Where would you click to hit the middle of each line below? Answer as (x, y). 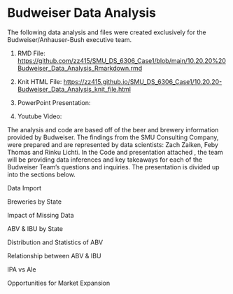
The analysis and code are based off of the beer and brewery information (113, 129)
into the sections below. (41, 174)
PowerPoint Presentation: (54, 102)
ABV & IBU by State (35, 228)
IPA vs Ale (22, 269)
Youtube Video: (40, 116)
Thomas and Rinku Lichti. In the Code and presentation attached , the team (115, 152)
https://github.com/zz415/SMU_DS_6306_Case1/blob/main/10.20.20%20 (121, 60)
